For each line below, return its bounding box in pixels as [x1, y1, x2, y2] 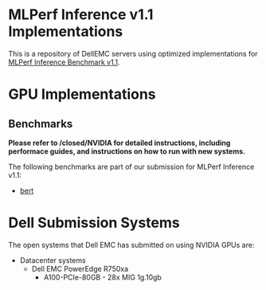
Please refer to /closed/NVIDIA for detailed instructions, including [8, 138, 231, 147]
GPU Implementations [8, 85, 157, 104]
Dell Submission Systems [8, 214, 181, 232]
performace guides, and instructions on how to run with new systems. [8, 146, 245, 156]
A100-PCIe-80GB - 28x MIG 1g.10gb [43, 272, 162, 282]
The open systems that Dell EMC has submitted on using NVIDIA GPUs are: [8, 240, 255, 249]
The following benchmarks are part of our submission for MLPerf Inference [8, 162, 255, 171]
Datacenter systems [19, 255, 86, 265]
